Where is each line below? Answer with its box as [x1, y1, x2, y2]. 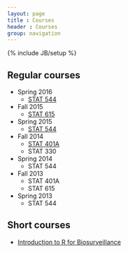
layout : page [7, 10, 45, 17]
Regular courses [7, 69, 80, 81]
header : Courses [7, 23, 58, 30]
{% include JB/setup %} [7, 49, 77, 57]
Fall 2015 [17, 103, 43, 111]
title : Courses [7, 17, 55, 24]
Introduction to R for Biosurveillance [17, 238, 121, 246]
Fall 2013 [17, 169, 44, 178]
